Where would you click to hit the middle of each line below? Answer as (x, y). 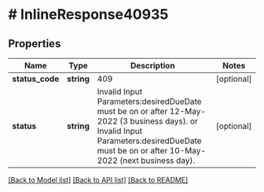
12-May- (188, 111)
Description (152, 66)
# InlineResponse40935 (88, 15)
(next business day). (157, 161)
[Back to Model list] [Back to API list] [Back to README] (98, 180)
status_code (36, 79)
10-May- (188, 151)
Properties (35, 44)
